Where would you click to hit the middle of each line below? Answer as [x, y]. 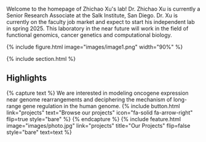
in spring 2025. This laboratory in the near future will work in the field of [97, 28]
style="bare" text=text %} [39, 132]
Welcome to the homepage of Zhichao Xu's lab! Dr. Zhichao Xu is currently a [103, 9]
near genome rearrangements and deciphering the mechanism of [89, 99]
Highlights [27, 78]
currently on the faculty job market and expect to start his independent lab [101, 22]
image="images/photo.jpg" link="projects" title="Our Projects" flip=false [98, 125]
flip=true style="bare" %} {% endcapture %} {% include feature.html [94, 119]
